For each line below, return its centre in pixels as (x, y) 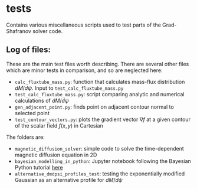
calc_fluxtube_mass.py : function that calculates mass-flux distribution (100, 82)
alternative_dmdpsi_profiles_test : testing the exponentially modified (100, 174)
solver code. (47, 31)
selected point (32, 113)
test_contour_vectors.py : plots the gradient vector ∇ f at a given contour (102, 119)
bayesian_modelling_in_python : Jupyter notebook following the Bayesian (103, 161)
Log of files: (29, 50)
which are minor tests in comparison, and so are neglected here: (85, 70)
